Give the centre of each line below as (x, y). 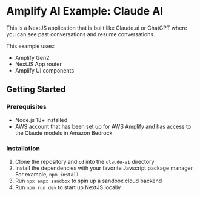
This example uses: (30, 46)
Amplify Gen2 (32, 57)
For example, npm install (47, 174)
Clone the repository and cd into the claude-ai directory (85, 161)
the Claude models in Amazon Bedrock (64, 133)
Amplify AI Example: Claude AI (85, 11)
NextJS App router (38, 64)
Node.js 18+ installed (41, 120)
